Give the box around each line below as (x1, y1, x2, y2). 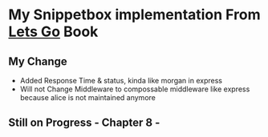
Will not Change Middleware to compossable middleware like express (19, 84, 250, 94)
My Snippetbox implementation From (8, 6, 261, 24)
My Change (8, 54, 68, 68)
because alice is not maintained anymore (19, 93, 156, 102)
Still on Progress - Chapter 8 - (8, 116, 160, 130)
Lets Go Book (8, 22, 99, 41)
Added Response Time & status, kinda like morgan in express (19, 76, 223, 85)
